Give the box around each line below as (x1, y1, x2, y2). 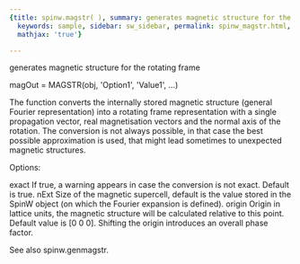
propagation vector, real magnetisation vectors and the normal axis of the (9, 116, 281, 127)
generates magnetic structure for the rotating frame (9, 62, 200, 73)
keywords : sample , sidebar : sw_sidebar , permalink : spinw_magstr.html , (17, 22, 292, 31)
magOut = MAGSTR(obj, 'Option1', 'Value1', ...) (9, 80, 179, 91)
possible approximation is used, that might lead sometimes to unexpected (9, 136, 283, 146)
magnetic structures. (9, 145, 87, 155)
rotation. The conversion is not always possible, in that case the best (9, 126, 263, 136)
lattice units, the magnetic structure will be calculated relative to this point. (9, 208, 285, 219)
